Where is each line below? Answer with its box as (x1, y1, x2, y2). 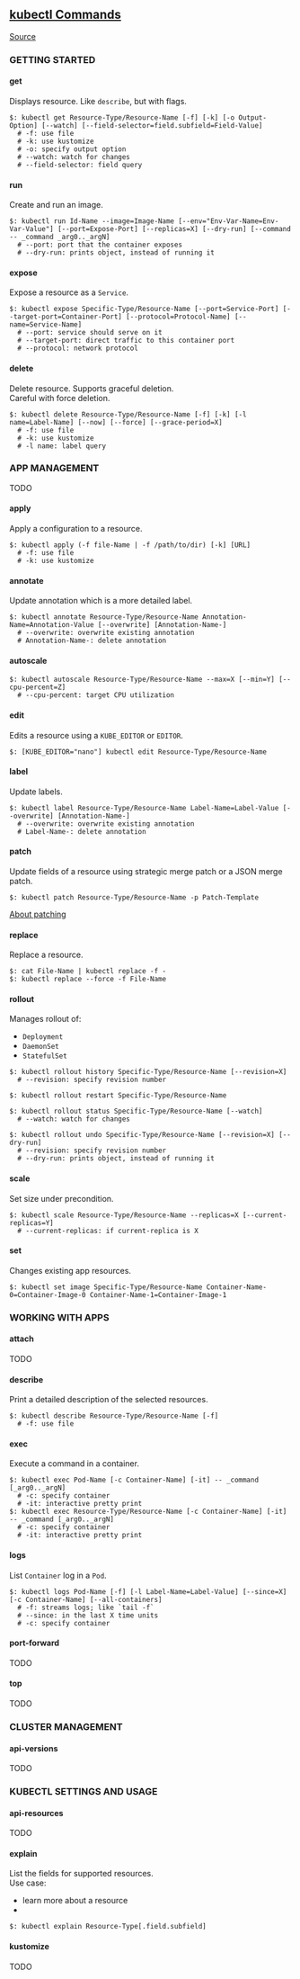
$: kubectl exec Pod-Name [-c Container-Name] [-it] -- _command (9, 1475, 259, 1485)
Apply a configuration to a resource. (9, 524, 143, 534)
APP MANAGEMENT (9, 462, 100, 475)
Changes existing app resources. (9, 1265, 132, 1276)
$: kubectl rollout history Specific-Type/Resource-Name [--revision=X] (9, 1068, 287, 1077)
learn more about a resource (22, 1895, 128, 1906)
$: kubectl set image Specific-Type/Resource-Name (9, 1282, 203, 1292)
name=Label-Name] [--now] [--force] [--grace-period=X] (9, 417, 223, 426)
